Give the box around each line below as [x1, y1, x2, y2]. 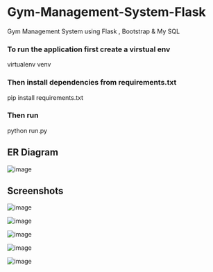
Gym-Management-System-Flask [7, 4, 206, 20]
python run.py [7, 126, 47, 135]
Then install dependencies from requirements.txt [7, 78, 177, 87]
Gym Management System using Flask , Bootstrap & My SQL [7, 27, 180, 35]
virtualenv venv [7, 60, 51, 69]
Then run [7, 110, 39, 120]
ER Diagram [7, 146, 59, 158]
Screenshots [7, 185, 64, 197]
